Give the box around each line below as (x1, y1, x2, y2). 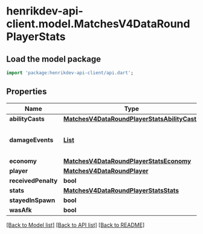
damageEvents (9, 136, 54, 144)
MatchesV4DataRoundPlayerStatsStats (63, 186, 179, 194)
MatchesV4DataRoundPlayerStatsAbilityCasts (63, 115, 201, 123)
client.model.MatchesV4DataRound (6, 17, 190, 31)
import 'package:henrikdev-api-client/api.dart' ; (6, 70, 134, 76)
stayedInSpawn (9, 196, 56, 204)
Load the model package (6, 54, 101, 64)
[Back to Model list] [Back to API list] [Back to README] (6, 221, 145, 229)
